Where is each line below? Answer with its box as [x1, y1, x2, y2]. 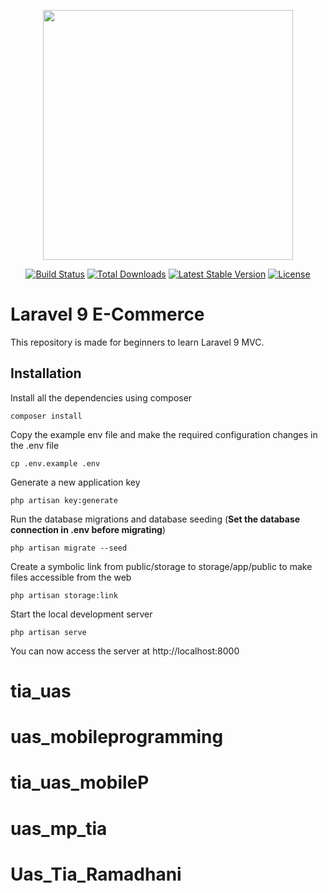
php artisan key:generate [10, 495, 118, 505]
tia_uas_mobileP [10, 771, 150, 794]
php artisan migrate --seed [10, 543, 128, 553]
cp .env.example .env [10, 458, 101, 469]
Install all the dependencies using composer [10, 391, 193, 404]
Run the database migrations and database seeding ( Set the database [10, 513, 301, 525]
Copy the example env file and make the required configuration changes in [10, 428, 318, 440]
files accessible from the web [10, 571, 132, 583]
